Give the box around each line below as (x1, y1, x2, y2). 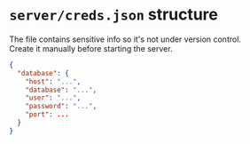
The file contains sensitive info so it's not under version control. (9, 34, 242, 44)
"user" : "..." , (25, 93, 82, 102)
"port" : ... (25, 110, 69, 119)
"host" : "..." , (25, 76, 82, 86)
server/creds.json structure (9, 4, 219, 25)
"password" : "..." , (25, 102, 98, 111)
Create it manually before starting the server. (9, 43, 173, 53)
